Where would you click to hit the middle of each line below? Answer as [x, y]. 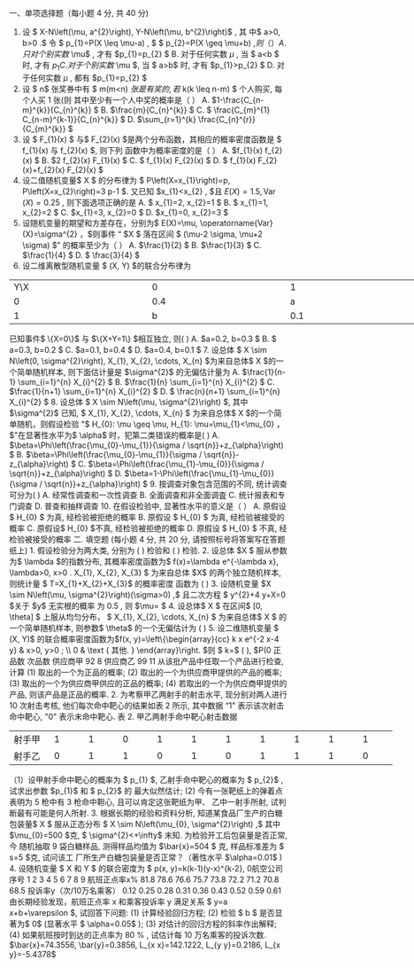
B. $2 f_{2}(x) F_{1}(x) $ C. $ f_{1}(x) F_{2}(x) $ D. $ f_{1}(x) [149, 160]
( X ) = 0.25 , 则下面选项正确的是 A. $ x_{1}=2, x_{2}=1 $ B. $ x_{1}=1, [145, 202]
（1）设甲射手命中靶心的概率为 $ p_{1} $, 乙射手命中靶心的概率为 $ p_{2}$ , [146, 779]
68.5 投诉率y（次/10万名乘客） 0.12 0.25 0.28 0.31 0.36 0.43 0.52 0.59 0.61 [145, 890]
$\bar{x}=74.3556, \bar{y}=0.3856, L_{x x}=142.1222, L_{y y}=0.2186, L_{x [145, 945]
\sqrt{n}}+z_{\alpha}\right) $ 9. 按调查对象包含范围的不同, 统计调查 [165, 484]
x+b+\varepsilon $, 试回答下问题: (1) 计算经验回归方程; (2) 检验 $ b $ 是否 [142, 912]
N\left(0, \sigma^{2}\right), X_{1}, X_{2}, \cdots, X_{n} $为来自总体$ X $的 [143, 361]
